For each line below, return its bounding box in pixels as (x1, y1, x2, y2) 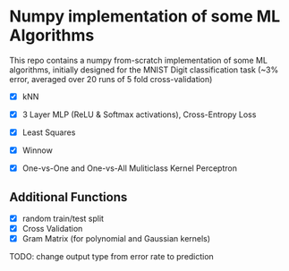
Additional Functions (9, 190, 128, 205)
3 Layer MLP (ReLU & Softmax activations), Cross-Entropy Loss (21, 109, 257, 120)
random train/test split (21, 213, 105, 224)
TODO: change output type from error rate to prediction (9, 251, 215, 262)
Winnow (21, 145, 54, 156)
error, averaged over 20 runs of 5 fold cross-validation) (9, 73, 213, 84)
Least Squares (21, 127, 76, 138)
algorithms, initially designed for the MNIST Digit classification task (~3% (9, 64, 279, 75)
